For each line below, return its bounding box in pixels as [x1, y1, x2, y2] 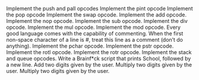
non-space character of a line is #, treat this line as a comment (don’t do [6, 36, 183, 43]
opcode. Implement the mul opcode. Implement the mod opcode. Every [6, 24, 181, 31]
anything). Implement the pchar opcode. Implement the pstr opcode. [6, 42, 174, 49]
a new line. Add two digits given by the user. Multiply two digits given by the [6, 61, 192, 68]
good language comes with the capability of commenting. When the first [6, 30, 184, 37]
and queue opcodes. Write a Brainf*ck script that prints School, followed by [6, 55, 191, 62]
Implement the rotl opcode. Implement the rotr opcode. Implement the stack [6, 49, 192, 55]
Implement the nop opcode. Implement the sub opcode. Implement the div [6, 18, 188, 24]
